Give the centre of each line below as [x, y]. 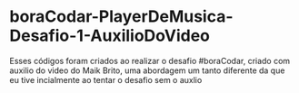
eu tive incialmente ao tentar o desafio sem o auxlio [106, 79]
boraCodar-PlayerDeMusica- [121, 17]
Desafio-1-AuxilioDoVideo [110, 36]
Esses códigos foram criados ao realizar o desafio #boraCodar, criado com [150, 60]
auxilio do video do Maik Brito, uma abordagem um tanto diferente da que [147, 70]
